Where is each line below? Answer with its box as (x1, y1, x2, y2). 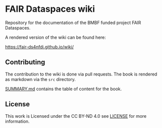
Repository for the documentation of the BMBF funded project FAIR (5, 20, 141, 26)
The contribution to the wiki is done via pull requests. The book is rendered (5, 71, 158, 77)
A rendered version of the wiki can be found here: (5, 34, 106, 40)
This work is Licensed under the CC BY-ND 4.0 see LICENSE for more (5, 113, 147, 119)
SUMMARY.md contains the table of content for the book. (5, 86, 122, 92)
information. (5, 118, 30, 124)
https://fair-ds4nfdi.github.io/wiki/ (5, 44, 74, 50)
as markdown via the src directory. (5, 76, 76, 82)
